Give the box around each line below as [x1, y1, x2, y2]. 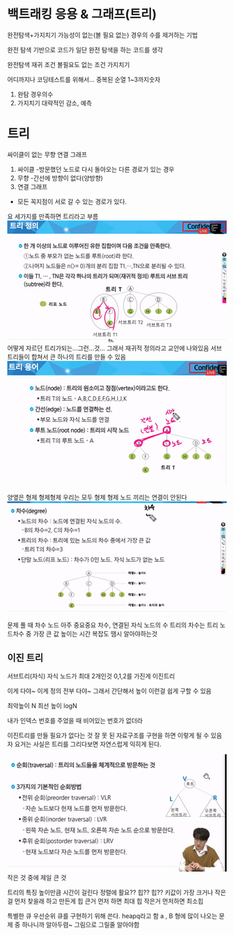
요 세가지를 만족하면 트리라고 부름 [7, 212, 99, 220]
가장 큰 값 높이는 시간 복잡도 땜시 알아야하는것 [33, 629, 158, 638]
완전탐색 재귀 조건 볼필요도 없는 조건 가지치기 [7, 60, 130, 68]
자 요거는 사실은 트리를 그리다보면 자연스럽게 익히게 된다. [7, 740, 162, 748]
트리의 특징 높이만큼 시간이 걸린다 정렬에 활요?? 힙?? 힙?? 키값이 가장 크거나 [7, 888, 214, 897]
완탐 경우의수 [17, 90, 54, 98]
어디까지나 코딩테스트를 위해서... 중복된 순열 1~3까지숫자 [7, 75, 161, 84]
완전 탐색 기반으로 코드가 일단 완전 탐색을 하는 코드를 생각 [7, 45, 164, 54]
